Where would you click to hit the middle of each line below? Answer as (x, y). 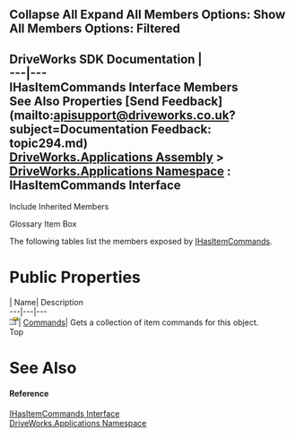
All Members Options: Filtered (95, 29)
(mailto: (31, 115)
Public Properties (75, 278)
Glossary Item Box (43, 224)
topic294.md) (48, 143)
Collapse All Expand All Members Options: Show (147, 15)
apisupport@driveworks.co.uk (141, 115)
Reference (29, 393)
